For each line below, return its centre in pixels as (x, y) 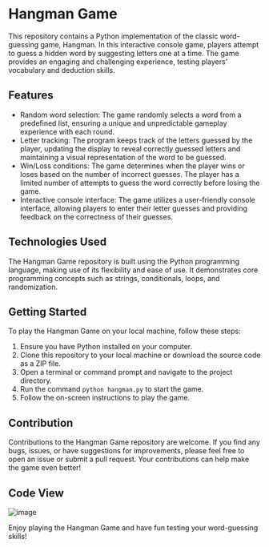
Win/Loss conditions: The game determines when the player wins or (132, 166)
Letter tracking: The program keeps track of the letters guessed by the (136, 140)
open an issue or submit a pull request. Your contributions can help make (129, 459)
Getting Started (48, 312)
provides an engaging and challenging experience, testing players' (118, 62)
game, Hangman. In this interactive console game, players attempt (149, 44)
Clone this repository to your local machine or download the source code (140, 355)
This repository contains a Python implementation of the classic (113, 36)
